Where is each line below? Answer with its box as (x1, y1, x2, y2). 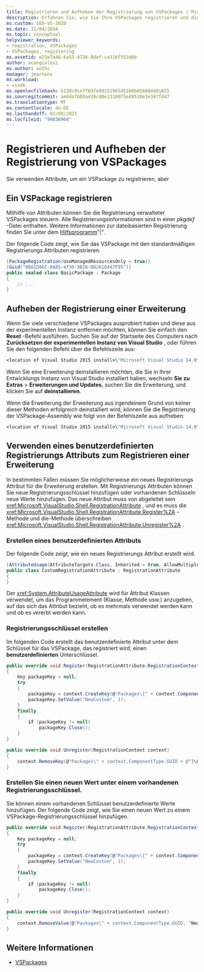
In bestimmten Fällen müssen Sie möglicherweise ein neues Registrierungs (6, 476, 194, 483)
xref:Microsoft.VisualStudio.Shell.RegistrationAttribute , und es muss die (6, 502, 187, 509)
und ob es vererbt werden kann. (6, 609, 87, 617)
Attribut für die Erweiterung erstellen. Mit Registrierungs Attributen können (6, 482, 192, 490)
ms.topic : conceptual (6, 32, 61, 38)
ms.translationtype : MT (6, 99, 67, 105)
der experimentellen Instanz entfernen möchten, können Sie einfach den (6, 326, 187, 334)
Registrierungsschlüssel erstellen (6, 624, 108, 632)
